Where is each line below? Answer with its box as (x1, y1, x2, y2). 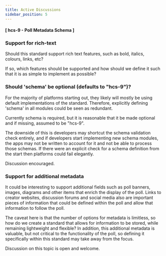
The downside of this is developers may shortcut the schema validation (5, 129, 151, 135)
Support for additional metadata (5, 173, 84, 180)
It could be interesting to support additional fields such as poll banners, (5, 184, 151, 190)
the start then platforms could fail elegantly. (5, 151, 94, 157)
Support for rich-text (5, 40, 56, 47)
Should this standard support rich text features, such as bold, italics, (5, 51, 145, 57)
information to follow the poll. (5, 205, 65, 211)
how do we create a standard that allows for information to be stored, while (5, 220, 159, 226)
